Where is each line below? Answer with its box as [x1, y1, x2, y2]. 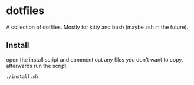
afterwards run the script [6, 62, 67, 69]
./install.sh [6, 73, 38, 80]
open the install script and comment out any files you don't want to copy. [6, 56, 183, 63]
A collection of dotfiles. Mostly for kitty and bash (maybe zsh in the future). [6, 23, 189, 30]
